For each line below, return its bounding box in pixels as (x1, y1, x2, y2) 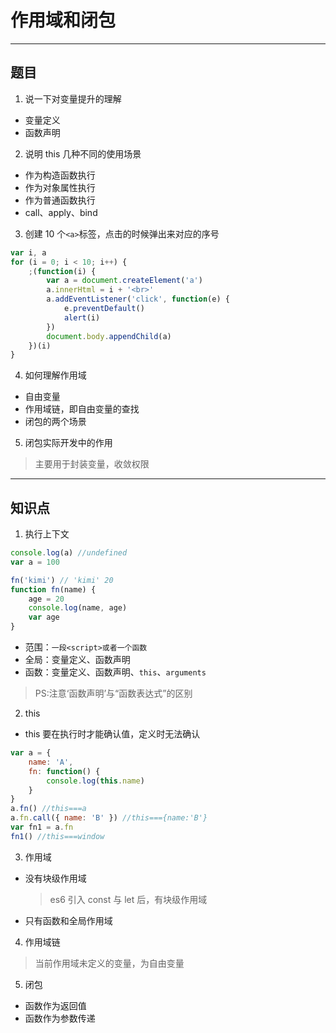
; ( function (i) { (28, 266, 97, 276)
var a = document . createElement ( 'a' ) (46, 276, 203, 286)
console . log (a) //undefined (10, 548, 128, 558)
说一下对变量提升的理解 (24, 92, 122, 105)
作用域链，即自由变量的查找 (24, 403, 140, 415)
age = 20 (28, 594, 65, 604)
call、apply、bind (24, 206, 98, 218)
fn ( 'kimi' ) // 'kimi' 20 (10, 575, 114, 585)
